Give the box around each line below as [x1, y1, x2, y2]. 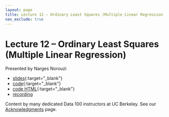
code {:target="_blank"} [12, 81, 61, 87]
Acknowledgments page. [5, 106, 57, 112]
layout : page [5, 7, 33, 13]
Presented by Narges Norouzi [5, 66, 67, 72]
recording [12, 91, 33, 97]
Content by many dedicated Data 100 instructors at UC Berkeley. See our [5, 101, 156, 107]
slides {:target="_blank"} [12, 75, 63, 81]
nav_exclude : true [5, 17, 44, 22]
